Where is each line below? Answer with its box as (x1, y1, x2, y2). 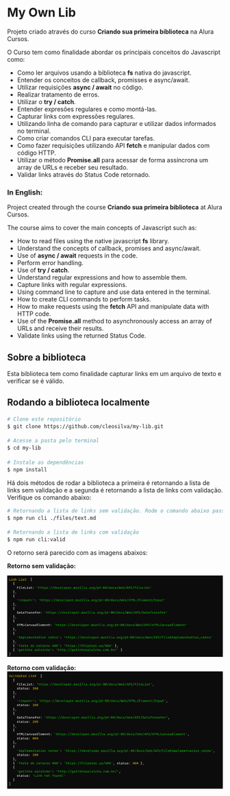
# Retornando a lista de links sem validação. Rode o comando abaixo (7, 507, 210, 514)
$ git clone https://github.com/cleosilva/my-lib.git (7, 423, 164, 430)
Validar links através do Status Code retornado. (16, 170, 151, 179)
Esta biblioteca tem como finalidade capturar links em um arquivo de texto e (7, 370, 222, 378)
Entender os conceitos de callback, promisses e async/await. (16, 75, 190, 84)
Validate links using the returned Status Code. (16, 332, 146, 340)
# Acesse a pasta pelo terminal (7, 437, 99, 445)
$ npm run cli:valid (7, 536, 66, 543)
